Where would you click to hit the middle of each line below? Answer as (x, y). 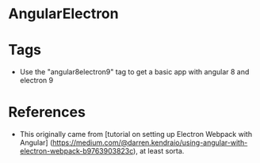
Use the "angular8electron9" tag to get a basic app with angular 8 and (134, 72)
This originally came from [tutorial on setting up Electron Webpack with (136, 135)
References (47, 112)
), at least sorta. (159, 151)
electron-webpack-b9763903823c (76, 151)
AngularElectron (63, 14)
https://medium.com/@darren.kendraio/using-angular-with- (150, 142)
